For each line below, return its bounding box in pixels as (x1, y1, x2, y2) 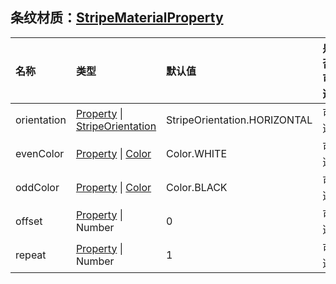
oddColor (15, 180, 60, 194)
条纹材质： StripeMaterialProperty (10, 9, 224, 27)
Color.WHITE (166, 146, 228, 160)
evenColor (15, 146, 65, 160)
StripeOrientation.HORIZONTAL (166, 113, 313, 127)
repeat (15, 248, 47, 262)
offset (15, 214, 43, 228)
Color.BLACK (166, 180, 228, 194)
